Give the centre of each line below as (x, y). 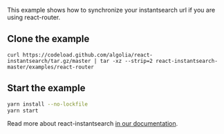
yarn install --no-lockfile (48, 104)
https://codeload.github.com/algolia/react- (88, 55)
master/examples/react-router (51, 67)
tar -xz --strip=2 (127, 61)
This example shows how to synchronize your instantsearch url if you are (111, 10)
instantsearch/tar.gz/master (49, 61)
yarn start (23, 111)
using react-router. (34, 17)
